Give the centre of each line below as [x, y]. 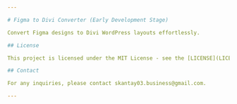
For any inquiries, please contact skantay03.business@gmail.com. [107, 84]
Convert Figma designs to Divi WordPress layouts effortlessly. [104, 32]
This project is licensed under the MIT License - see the [96, 58]
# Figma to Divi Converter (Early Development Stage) [88, 20]
